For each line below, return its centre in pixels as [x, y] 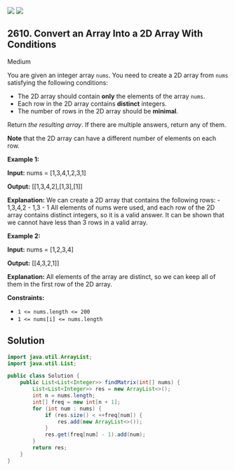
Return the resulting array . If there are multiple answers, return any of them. [117, 124]
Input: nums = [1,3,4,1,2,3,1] [47, 172]
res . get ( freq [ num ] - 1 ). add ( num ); [95, 435]
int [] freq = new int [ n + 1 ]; [76, 402]
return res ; [50, 448]
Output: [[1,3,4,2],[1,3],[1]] [45, 186]
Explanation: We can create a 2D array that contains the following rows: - [114, 200]
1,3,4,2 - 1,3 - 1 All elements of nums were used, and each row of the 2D [111, 207]
